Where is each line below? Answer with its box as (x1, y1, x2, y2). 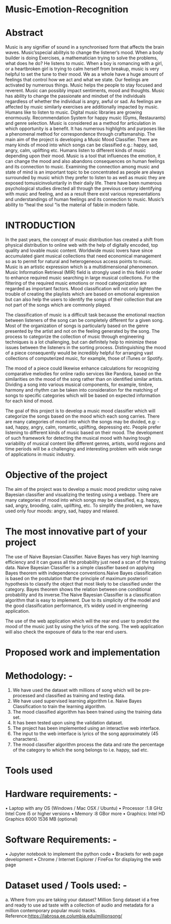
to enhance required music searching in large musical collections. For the (5, 275, 160, 281)
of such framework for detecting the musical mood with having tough (5, 435, 151, 441)
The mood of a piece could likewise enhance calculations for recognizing (5, 365, 159, 372)
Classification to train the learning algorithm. (12, 703, 106, 710)
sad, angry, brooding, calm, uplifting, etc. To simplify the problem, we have (5, 503, 162, 508)
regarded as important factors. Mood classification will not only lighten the (5, 286, 162, 292)
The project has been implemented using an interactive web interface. (12, 725, 161, 732)
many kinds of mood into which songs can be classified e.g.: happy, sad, (5, 142, 158, 148)
